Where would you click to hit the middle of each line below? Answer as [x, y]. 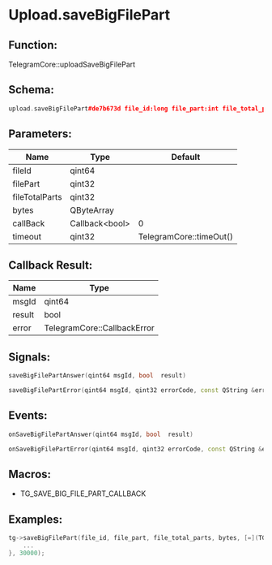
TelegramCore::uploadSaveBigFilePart [72, 64]
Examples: [36, 519]
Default [186, 157]
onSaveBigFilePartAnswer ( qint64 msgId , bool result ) [101, 434]
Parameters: [40, 134]
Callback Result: [51, 265]
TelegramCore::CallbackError [100, 328]
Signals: [30, 357]
